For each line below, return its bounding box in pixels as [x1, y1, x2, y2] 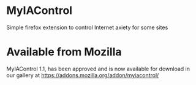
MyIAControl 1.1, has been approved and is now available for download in [6, 65, 190, 72]
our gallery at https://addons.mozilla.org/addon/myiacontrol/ [6, 71, 159, 79]
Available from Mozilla [6, 45, 122, 59]
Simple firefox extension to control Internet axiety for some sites [6, 24, 168, 31]
